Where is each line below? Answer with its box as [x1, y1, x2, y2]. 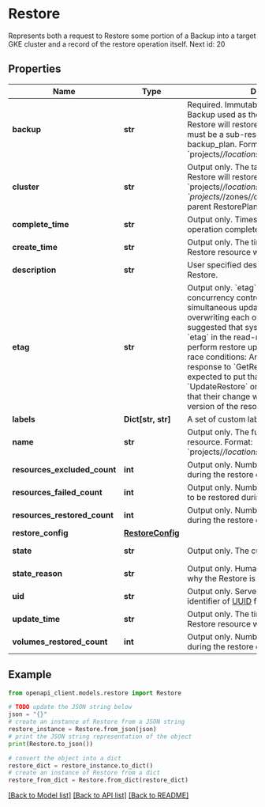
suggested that [187, 321, 243, 332]
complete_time [12, 218, 69, 229]
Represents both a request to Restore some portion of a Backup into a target [8, 31, 256, 40]
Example [8, 668, 52, 681]
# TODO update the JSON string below [8, 703, 132, 711]
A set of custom [187, 413, 246, 424]
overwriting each [187, 312, 250, 323]
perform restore [187, 341, 246, 352]
